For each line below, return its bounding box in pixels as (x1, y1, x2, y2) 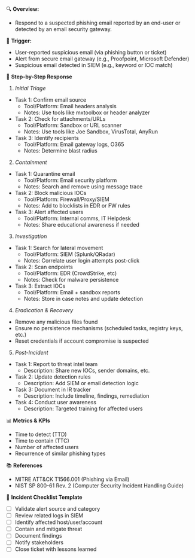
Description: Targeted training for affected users (23, 405, 143, 412)
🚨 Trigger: (6, 37, 32, 44)
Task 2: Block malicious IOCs (14, 190, 87, 196)
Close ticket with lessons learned (14, 545, 97, 553)
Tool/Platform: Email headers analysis (23, 103, 117, 109)
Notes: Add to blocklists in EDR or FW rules (23, 202, 130, 209)
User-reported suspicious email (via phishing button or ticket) (14, 49, 167, 56)
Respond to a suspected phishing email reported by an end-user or (14, 19, 181, 26)
